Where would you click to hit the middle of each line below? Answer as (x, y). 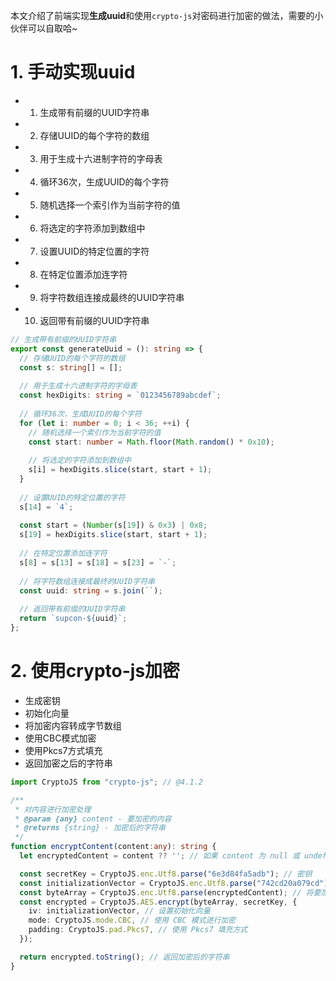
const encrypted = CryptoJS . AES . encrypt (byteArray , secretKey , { (158, 902)
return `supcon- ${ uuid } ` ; (73, 619)
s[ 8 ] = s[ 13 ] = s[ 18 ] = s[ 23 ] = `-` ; (98, 562)
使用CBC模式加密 (60, 738)
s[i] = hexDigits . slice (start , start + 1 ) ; (120, 470)
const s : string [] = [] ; (71, 367)
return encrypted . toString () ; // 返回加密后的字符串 (124, 957)
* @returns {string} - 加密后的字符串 (90, 828)
